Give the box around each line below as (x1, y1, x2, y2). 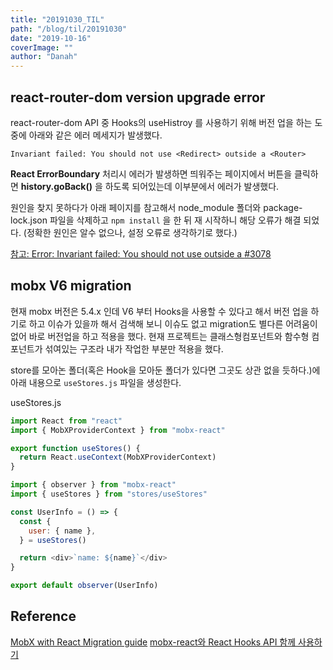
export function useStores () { (10, 443, 141, 453)
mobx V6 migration (10, 277, 132, 295)
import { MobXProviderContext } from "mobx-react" (10, 425, 226, 435)
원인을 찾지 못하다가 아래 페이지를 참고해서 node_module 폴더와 (10, 201, 262, 213)
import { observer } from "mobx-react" (10, 480, 177, 490)
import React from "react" (10, 416, 123, 426)
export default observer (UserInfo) (10, 581, 159, 591)
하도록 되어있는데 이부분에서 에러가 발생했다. (104, 180, 280, 192)
